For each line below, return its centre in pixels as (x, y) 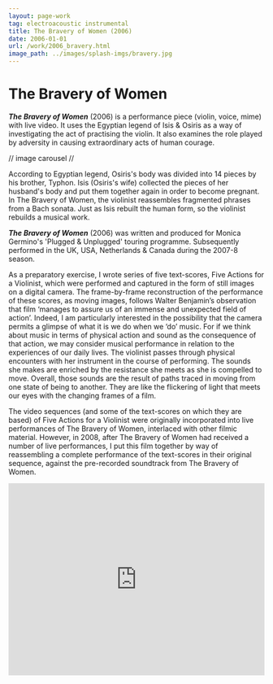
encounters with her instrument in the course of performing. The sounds (130, 361)
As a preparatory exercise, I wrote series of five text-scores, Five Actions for (136, 274)
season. (22, 259)
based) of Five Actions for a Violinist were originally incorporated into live (131, 420)
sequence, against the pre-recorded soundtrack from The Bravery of (124, 463)
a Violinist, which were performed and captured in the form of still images (131, 283)
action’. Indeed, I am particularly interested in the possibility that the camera (135, 317)
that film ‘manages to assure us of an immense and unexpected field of (127, 309)
